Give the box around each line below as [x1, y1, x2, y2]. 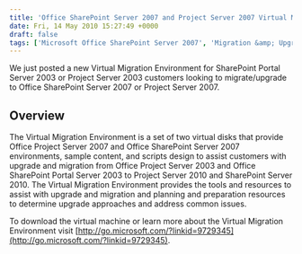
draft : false [9, 30, 58, 39]
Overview [9, 108, 66, 123]
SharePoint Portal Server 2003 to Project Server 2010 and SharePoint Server [9, 170, 293, 180]
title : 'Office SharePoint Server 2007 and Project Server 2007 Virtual [9, 13, 288, 22]
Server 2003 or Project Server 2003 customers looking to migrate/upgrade [9, 73, 288, 83]
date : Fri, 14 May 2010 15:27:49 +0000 [9, 22, 159, 31]
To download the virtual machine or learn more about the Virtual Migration [9, 216, 284, 227]
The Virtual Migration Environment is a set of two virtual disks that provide [9, 132, 284, 143]
